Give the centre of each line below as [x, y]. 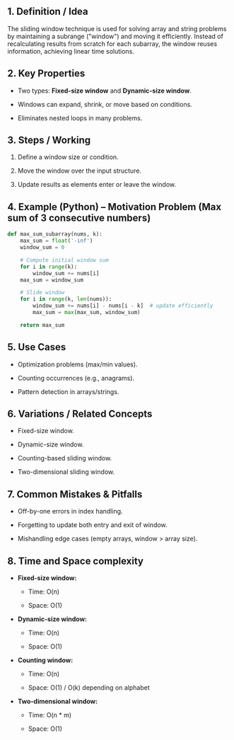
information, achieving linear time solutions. [71, 51]
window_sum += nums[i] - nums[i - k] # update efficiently [123, 306]
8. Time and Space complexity [75, 561]
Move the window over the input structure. [80, 171]
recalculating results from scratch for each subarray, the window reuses [112, 44]
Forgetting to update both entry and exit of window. [92, 525]
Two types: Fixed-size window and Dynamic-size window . [105, 91]
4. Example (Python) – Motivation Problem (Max [114, 207]
